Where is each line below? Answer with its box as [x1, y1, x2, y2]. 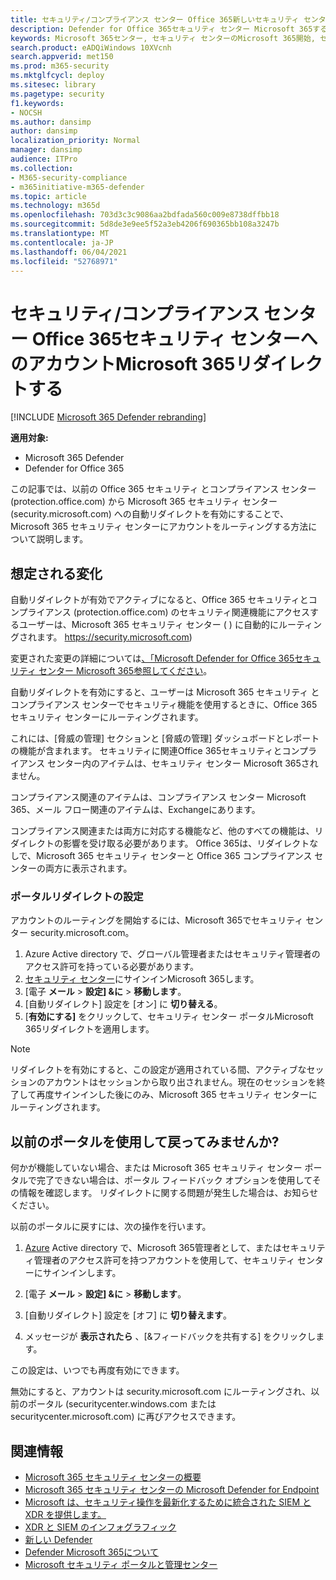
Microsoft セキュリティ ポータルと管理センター [24, 1559, 218, 1571]
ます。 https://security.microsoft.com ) [36, 631, 193, 643]
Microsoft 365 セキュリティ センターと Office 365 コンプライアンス [36, 850, 313, 862]
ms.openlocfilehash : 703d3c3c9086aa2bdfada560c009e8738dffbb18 [10, 210, 280, 220]
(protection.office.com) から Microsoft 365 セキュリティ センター [10, 496, 278, 508]
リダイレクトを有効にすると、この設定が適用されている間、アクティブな [10, 1064, 307, 1076]
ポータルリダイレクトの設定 [10, 890, 144, 904]
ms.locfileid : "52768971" [10, 256, 118, 266]
